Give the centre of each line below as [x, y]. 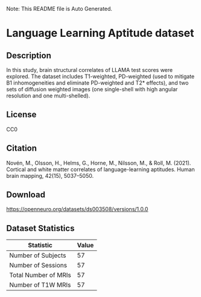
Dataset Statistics [40, 228]
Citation [22, 148]
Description [29, 55]
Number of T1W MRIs [40, 285]
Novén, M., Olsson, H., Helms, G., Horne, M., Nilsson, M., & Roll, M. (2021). [99, 163]
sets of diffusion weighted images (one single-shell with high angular [92, 89]
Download [26, 195]
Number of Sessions [38, 266]
